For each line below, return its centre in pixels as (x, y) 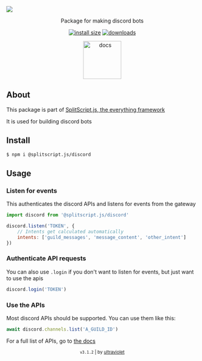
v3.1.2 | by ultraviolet (102, 352)
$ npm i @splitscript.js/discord (49, 154)
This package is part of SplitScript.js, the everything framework (86, 109)
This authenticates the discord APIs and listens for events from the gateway (101, 204)
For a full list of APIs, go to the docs (51, 341)
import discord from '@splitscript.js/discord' (68, 215)
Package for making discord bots (102, 21)
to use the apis (25, 278)
